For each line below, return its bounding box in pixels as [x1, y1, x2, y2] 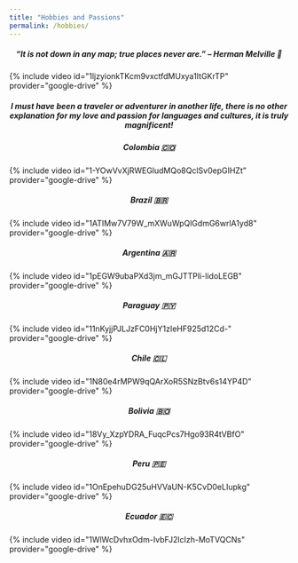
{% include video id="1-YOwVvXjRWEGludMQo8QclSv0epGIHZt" [9, 165, 247, 176]
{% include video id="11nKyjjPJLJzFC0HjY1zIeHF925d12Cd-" [9, 323, 232, 334]
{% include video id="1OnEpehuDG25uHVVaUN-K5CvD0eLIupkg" [9, 481, 251, 492]
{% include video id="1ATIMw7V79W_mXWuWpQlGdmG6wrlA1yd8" [9, 218, 257, 228]
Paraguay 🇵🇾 [122, 300, 176, 311]
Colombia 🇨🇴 [122, 142, 176, 153]
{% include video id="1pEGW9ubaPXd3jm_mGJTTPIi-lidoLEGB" [9, 270, 242, 281]
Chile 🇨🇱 [131, 353, 167, 364]
